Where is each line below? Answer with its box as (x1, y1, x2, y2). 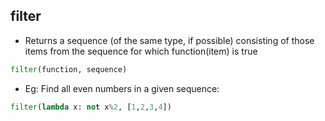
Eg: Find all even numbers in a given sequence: (24, 82, 220, 94)
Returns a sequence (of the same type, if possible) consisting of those (24, 34, 315, 46)
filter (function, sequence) (10, 64, 128, 74)
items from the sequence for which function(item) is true (24, 45, 258, 57)
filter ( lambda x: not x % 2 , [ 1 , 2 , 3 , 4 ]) (10, 102, 172, 112)
